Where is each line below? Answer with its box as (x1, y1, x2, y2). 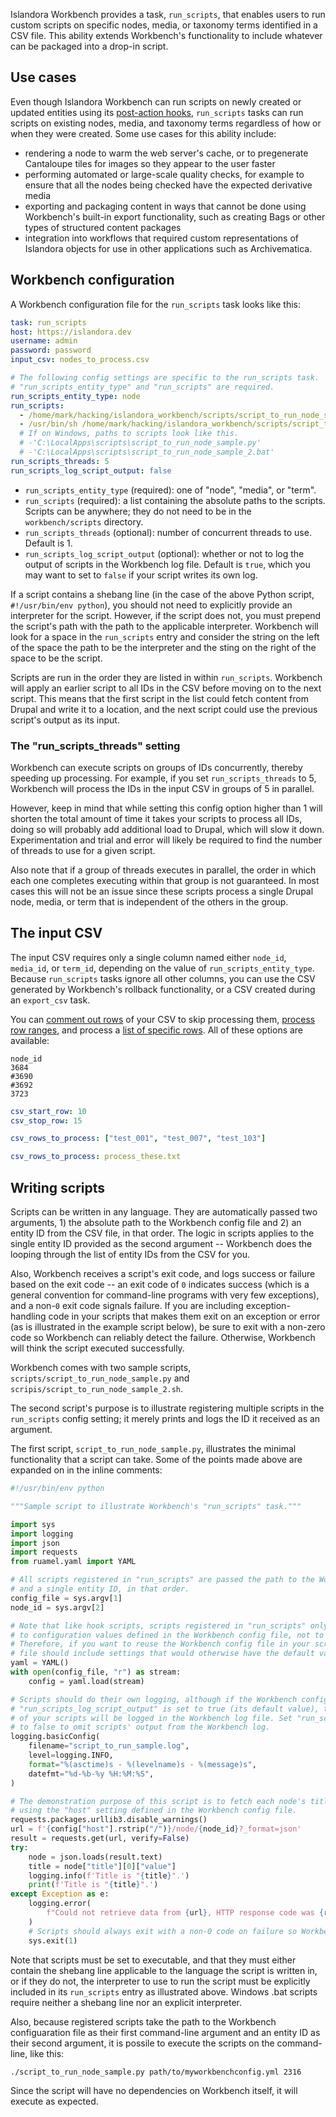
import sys (10, 1519, 56, 1529)
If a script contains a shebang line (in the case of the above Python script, (10, 588, 315, 600)
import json (10, 1538, 60, 1548)
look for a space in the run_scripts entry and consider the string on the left (10, 630, 320, 643)
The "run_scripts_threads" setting (10, 739, 181, 753)
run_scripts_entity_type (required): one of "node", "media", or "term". (24, 484, 317, 496)
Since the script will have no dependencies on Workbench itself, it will (10, 2084, 298, 2096)
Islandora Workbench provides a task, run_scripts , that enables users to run (10, 9, 326, 20)
